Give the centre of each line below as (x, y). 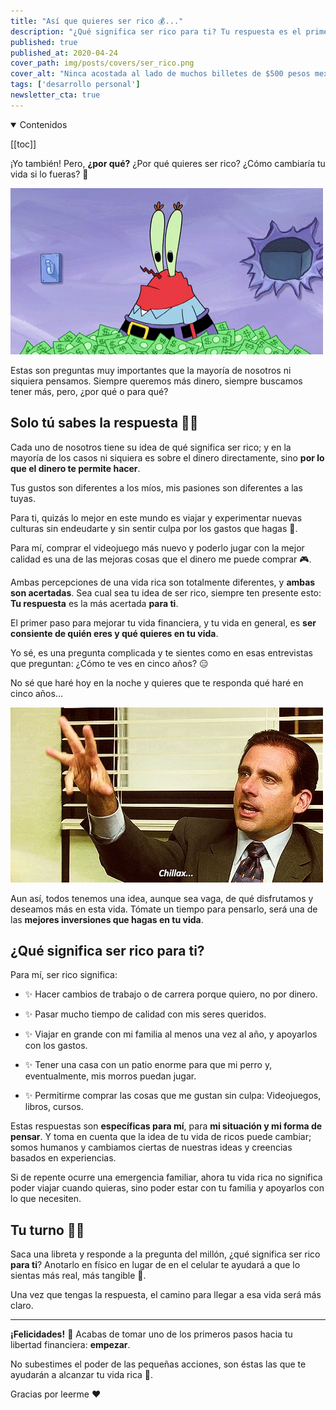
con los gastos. (56, 1046)
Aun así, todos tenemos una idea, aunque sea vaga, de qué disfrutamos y (162, 898)
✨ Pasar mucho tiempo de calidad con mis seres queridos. (145, 1014)
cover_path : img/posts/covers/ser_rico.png (102, 63)
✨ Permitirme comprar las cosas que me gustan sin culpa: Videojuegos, (173, 1096)
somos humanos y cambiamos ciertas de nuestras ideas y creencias (151, 1147)
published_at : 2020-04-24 (64, 53)
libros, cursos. (54, 1107)
